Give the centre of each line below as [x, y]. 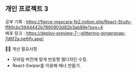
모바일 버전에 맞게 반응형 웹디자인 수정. [50, 59]
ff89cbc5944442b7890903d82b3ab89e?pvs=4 [54, 27]
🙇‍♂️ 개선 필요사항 [21, 49]
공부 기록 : [15, 22]
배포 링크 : [15, 33]
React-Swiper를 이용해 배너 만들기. [47, 65]
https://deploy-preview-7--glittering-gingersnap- [76, 33]
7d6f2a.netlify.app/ [24, 38]
